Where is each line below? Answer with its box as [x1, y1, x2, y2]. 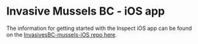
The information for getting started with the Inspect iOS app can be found [6, 24, 192, 32]
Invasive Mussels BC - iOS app [6, 4, 166, 18]
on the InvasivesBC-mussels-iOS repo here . [6, 31, 118, 38]
